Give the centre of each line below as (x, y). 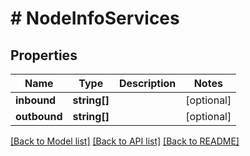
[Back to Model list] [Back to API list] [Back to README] (125, 141)
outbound (39, 116)
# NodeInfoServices (95, 18)
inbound (36, 100)
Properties (44, 55)
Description (147, 83)
